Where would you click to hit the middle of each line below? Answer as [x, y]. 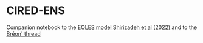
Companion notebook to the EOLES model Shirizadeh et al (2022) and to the [102, 27]
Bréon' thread [23, 33]
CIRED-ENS [36, 11]
